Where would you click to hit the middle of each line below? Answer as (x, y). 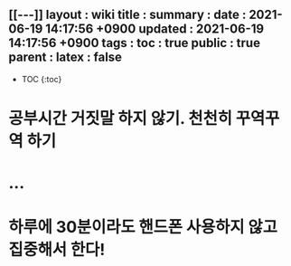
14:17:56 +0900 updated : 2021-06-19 (155, 29)
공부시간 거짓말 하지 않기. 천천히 (120, 119)
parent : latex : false (66, 57)
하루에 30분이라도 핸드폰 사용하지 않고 (143, 228)
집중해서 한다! (57, 250)
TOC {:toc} (42, 79)
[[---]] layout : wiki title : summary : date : (127, 15)
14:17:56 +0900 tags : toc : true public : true (135, 43)
